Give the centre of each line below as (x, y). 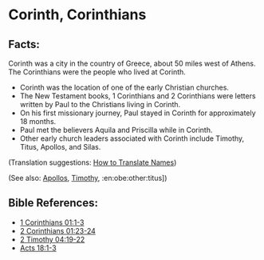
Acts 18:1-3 (38, 248)
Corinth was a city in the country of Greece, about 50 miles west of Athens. (132, 63)
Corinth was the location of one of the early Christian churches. (124, 87)
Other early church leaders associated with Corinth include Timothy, (132, 138)
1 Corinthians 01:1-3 (52, 222)
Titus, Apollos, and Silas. (60, 147)
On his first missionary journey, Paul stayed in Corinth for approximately (138, 113)
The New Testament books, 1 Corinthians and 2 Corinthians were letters (138, 96)
